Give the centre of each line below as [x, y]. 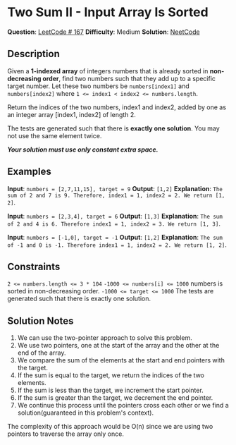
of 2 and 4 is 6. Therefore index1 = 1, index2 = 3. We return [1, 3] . [114, 224]
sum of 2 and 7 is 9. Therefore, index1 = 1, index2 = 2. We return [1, [116, 195]
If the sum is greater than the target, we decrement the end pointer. [115, 398]
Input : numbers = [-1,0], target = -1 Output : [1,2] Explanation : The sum [115, 237]
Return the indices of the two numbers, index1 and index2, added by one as [117, 107]
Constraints [34, 266]
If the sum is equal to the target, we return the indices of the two [111, 375]
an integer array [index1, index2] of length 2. [72, 114]
